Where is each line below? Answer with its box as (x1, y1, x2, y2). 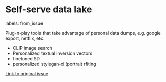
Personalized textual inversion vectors (12, 50, 93, 56)
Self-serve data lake (5, 4, 92, 15)
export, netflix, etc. (5, 35, 45, 41)
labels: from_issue (5, 20, 44, 26)
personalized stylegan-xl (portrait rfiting (12, 61, 96, 67)
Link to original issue (5, 70, 49, 76)
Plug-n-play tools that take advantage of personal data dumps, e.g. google (5, 30, 161, 36)
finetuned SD (12, 55, 40, 61)
